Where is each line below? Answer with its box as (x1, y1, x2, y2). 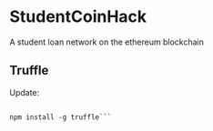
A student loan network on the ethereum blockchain (9, 36, 205, 47)
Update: (9, 86, 40, 97)
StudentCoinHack (9, 6, 147, 27)
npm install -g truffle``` (9, 112, 112, 122)
